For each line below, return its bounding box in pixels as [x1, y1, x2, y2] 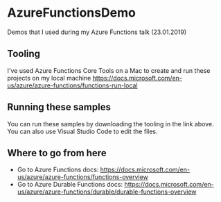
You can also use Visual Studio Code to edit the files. [7, 127, 158, 135]
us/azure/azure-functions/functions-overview [17, 173, 149, 181]
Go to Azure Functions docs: [17, 165, 99, 174]
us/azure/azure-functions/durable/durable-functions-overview [17, 187, 197, 196]
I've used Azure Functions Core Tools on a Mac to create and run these [7, 66, 211, 74]
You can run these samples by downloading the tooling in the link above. [7, 119, 214, 128]
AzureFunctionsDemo [7, 5, 136, 21]
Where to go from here [7, 147, 107, 159]
